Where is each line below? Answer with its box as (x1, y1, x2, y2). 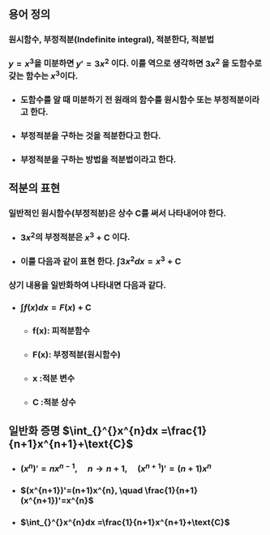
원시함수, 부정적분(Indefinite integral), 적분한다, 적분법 (8, 34, 215, 45)
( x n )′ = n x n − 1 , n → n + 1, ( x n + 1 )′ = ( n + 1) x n (19, 461, 212, 474)
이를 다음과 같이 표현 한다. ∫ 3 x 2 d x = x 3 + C (19, 254, 182, 267)
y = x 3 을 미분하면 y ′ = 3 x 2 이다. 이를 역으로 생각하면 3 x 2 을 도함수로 (8, 56, 262, 69)
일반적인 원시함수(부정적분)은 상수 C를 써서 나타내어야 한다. (8, 208, 227, 219)
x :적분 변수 (32, 372, 75, 383)
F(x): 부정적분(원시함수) (32, 349, 122, 360)
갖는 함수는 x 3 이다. (8, 68, 79, 82)
